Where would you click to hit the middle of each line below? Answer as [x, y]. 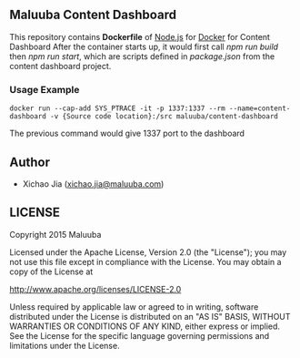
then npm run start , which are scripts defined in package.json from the [142, 56]
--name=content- [260, 108]
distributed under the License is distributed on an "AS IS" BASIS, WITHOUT [150, 316]
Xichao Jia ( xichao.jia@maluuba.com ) [93, 184]
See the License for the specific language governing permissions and [140, 335]
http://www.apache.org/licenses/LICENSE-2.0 [95, 289]
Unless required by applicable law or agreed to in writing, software [134, 307]
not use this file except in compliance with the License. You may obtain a [145, 261]
